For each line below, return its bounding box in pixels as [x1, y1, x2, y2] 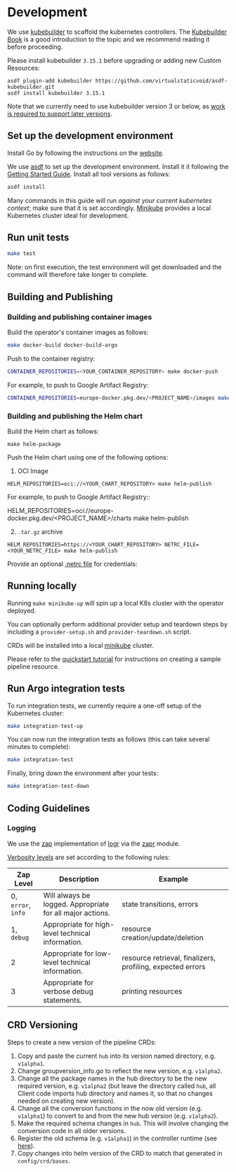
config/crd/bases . [17, 1156, 70, 1165]
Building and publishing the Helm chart [7, 411, 143, 421]
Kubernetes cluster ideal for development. [7, 211, 129, 219]
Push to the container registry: [7, 354, 96, 363]
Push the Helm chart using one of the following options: [7, 452, 169, 462]
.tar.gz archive [17, 527, 63, 536]
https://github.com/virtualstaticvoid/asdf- [95, 77, 228, 85]
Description [58, 874, 100, 884]
